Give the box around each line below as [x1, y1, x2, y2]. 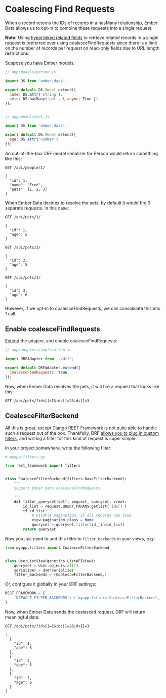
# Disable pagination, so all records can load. [31, 513, 134, 518]
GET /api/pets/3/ [5, 275, 41, 280]
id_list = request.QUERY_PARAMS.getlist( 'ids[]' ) [23, 504, 127, 509]
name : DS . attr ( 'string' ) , [9, 92, 63, 97]
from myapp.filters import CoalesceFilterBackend [5, 545, 110, 550]
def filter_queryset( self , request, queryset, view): [14, 499, 127, 504]
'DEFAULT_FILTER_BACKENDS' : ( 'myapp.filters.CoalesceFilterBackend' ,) [14, 595, 163, 601]
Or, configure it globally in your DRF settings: [5, 581, 96, 587]
